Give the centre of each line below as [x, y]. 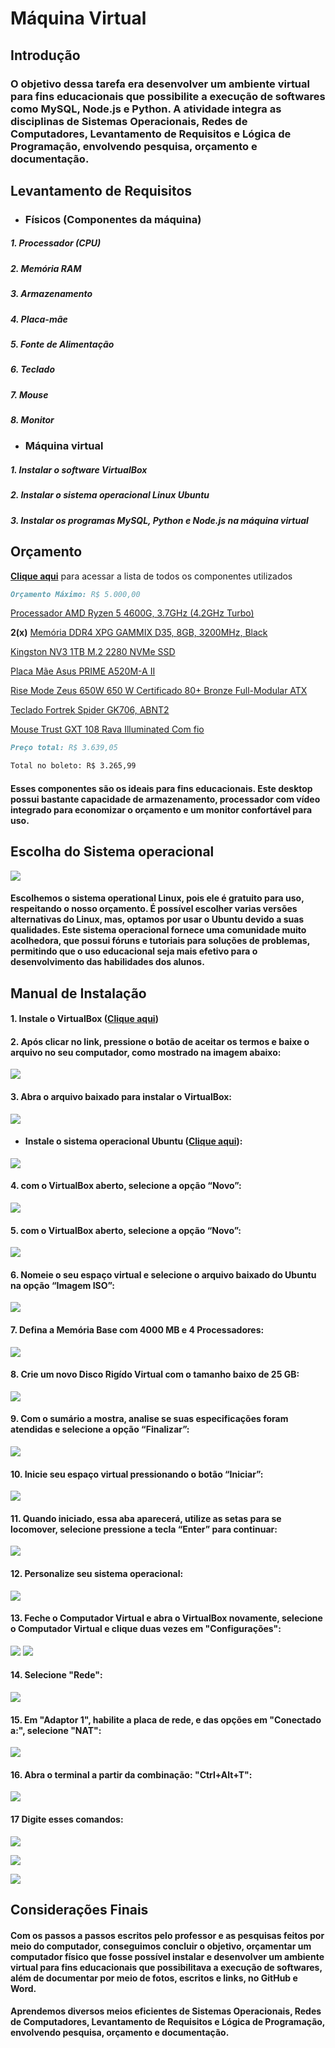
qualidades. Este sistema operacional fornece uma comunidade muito [158, 930]
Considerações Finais [79, 1910]
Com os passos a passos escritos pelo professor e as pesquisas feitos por [167, 1935]
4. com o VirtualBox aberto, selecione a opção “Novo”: [126, 1186]
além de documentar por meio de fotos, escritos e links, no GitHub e [154, 1978]
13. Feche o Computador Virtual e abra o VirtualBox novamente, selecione [166, 1618]
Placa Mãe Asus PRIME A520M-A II [83, 671]
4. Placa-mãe [39, 319]
